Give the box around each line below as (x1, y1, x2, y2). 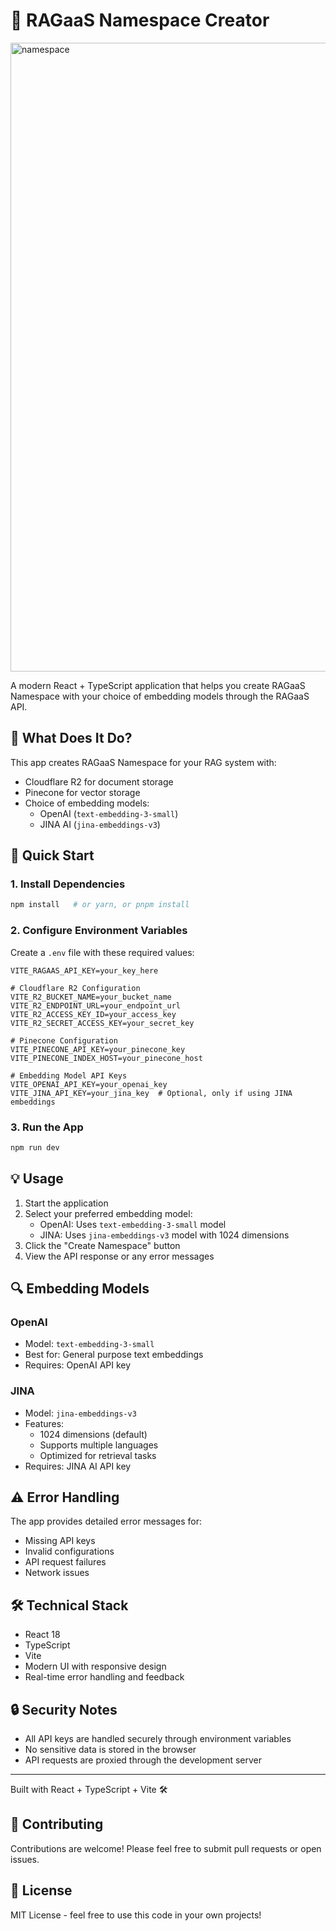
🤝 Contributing (10, 1816, 104, 1833)
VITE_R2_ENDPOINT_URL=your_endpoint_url (10, 1000, 182, 1011)
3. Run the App (10, 1120, 84, 1134)
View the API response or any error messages (24, 1250, 215, 1262)
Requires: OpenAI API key (24, 1359, 132, 1371)
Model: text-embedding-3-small (24, 1338, 155, 1350)
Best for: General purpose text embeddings (24, 1349, 204, 1361)
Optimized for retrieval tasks (39, 1449, 157, 1461)
